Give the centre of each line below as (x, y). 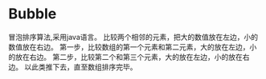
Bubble (33, 14)
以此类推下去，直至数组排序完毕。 (80, 67)
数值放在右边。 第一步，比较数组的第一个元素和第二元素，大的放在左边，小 (133, 47)
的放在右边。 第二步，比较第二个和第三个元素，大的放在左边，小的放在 (125, 57)
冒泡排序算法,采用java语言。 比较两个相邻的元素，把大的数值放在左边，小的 (133, 37)
